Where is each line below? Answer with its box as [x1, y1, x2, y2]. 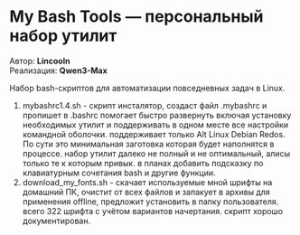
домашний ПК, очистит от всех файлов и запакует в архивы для [22, 186, 271, 197]
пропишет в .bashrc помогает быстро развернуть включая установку [22, 109, 292, 120]
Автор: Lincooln [9, 55, 70, 66]
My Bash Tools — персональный [9, 6, 264, 27]
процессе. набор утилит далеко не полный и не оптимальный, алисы [22, 147, 291, 159]
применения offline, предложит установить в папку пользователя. [22, 196, 279, 207]
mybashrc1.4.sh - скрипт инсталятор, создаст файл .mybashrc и [22, 99, 267, 110]
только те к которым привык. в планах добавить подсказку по [22, 157, 264, 168]
